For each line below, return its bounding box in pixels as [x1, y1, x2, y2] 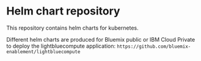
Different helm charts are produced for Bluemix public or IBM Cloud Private [6, 36, 196, 43]
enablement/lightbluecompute [6, 48, 81, 55]
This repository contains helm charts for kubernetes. [6, 24, 139, 31]
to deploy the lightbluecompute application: [6, 42, 116, 50]
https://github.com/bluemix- [117, 43, 191, 50]
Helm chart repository [6, 4, 120, 18]
